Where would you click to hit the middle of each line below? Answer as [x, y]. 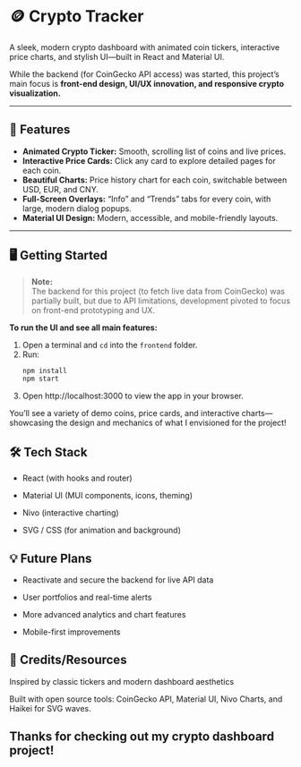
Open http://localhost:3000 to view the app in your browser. [133, 396]
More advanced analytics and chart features [104, 614]
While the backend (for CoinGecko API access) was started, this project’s [144, 74]
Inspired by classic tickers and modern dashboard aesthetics [122, 681]
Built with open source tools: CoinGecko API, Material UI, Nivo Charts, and [146, 699]
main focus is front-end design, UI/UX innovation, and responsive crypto [147, 83]
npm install [44, 371]
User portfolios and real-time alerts [87, 597]
